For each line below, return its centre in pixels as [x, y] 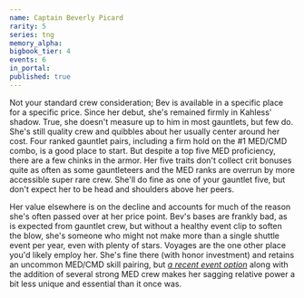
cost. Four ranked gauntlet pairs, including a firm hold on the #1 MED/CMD [148, 140]
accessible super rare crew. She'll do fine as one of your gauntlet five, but [147, 179]
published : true [40, 77]
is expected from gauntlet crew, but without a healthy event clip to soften [146, 226]
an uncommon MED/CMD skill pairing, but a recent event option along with [149, 264]
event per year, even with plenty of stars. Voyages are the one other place [148, 245]
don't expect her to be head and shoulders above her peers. [122, 189]
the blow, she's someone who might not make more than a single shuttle [144, 236]
